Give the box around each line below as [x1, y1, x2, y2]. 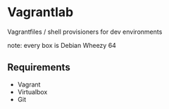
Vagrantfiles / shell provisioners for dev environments [7, 27, 163, 36]
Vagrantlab [7, 4, 74, 20]
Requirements [7, 61, 70, 74]
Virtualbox [17, 87, 48, 96]
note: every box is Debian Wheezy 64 [7, 41, 116, 49]
